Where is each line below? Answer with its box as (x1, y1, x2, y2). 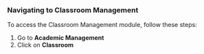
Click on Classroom (16, 41, 74, 49)
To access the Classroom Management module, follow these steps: (7, 21, 197, 29)
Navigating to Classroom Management (7, 5, 139, 15)
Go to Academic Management (16, 34, 104, 42)
